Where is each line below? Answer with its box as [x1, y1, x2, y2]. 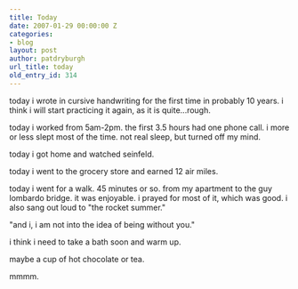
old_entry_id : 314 [9, 71, 77, 80]
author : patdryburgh [9, 54, 86, 63]
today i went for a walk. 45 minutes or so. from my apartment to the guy [9, 183, 273, 194]
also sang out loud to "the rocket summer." [9, 202, 166, 213]
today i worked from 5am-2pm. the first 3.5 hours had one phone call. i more [9, 122, 290, 132]
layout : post [9, 46, 58, 55]
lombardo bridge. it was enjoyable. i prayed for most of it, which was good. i [9, 192, 288, 203]
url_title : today [9, 63, 74, 72]
